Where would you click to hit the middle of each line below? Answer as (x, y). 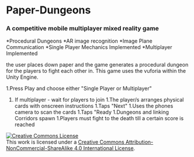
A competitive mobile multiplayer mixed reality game (83, 29)
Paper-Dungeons (49, 10)
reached (25, 125)
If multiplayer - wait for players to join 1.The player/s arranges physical (99, 100)
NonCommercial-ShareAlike (39, 148)
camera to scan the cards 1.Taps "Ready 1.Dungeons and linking (92, 112)
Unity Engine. (22, 77)
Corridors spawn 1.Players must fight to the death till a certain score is (99, 118)
